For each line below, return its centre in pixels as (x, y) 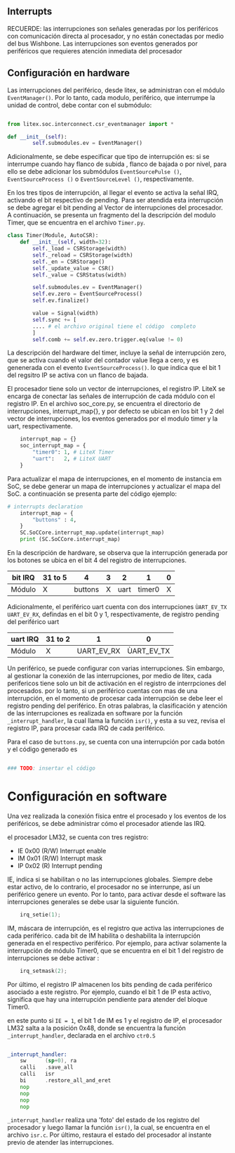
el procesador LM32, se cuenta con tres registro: (78, 837)
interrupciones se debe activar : (53, 958)
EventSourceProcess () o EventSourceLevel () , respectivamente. (101, 179)
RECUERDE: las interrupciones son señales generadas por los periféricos (113, 28)
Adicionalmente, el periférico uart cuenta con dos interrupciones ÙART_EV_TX (117, 607)
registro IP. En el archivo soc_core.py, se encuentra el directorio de (104, 404)
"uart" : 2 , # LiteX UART (72, 459)
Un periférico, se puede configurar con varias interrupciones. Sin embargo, (116, 668)
